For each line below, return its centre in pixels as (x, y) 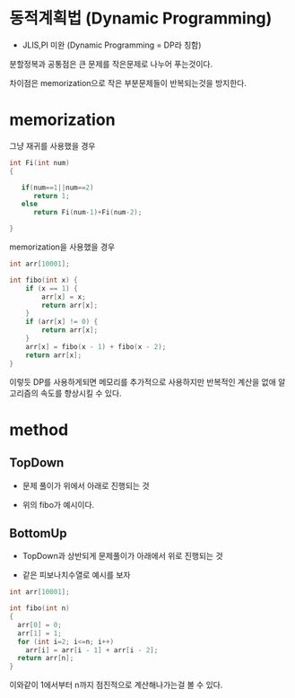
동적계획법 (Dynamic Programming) (141, 18)
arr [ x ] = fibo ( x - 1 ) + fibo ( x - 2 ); (96, 346)
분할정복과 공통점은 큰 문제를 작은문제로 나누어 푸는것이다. (111, 64)
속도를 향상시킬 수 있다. (81, 393)
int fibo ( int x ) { (43, 280)
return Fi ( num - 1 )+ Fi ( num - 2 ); (87, 213)
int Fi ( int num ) (39, 162)
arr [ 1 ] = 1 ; (40, 633)
